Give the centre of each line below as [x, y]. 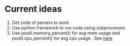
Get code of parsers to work [40, 23]
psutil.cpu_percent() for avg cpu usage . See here [62, 38]
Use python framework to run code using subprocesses [68, 27]
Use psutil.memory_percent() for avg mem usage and [66, 33]
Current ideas [33, 9]
